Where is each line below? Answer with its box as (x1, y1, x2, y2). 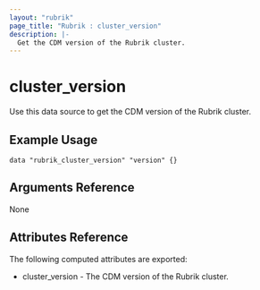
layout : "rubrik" (9, 13, 74, 22)
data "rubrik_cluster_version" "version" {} (9, 156, 178, 165)
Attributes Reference (9, 230, 129, 245)
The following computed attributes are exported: (9, 253, 188, 264)
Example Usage (9, 132, 98, 148)
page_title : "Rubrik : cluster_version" (9, 21, 163, 30)
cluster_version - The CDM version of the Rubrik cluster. (21, 270, 230, 282)
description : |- (9, 30, 70, 38)
